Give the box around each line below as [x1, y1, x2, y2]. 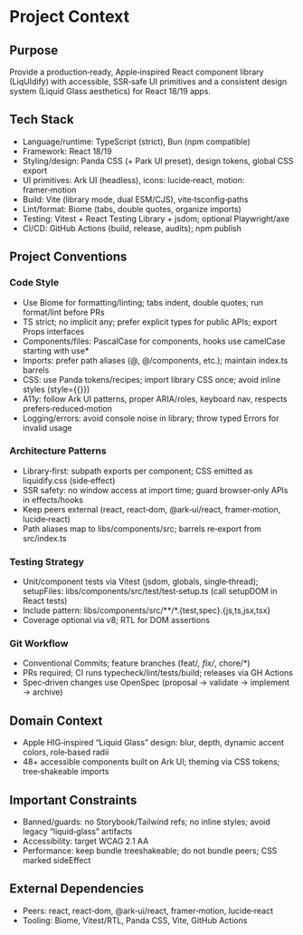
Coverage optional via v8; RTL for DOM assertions [22, 615, 211, 626]
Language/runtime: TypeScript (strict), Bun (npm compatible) [22, 136, 251, 147]
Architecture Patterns [9, 444, 107, 457]
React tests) [22, 596, 68, 607]
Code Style [9, 277, 60, 289]
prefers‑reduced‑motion [22, 403, 113, 414]
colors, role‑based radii [22, 746, 109, 758]
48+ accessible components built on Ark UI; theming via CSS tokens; [22, 756, 280, 767]
